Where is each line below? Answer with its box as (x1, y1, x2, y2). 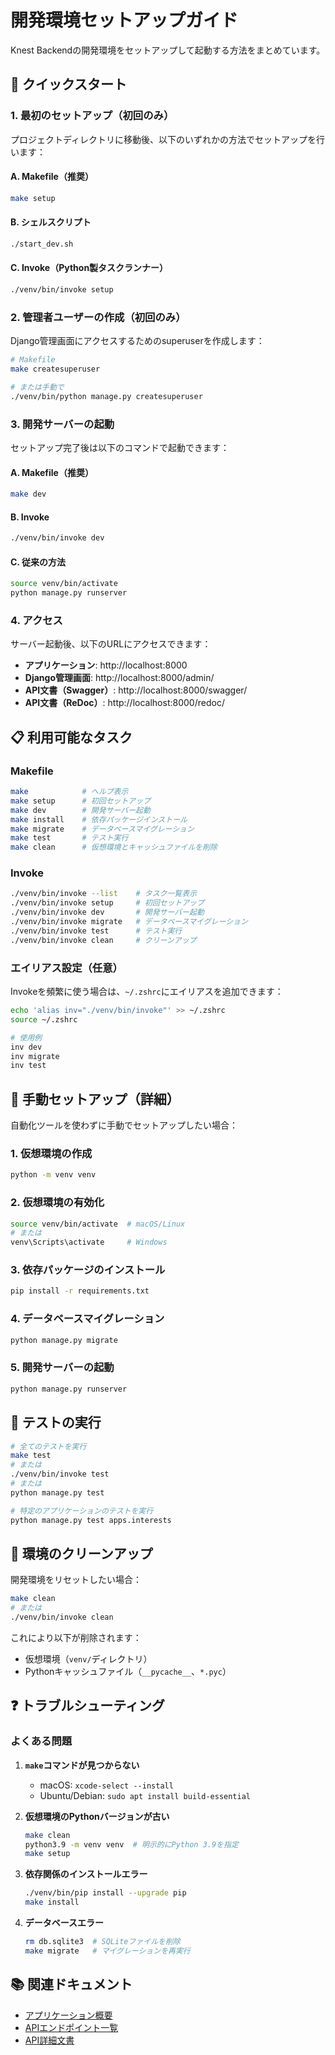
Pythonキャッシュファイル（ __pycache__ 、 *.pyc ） (24, 1665, 232, 1677)
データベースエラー (24, 1917, 105, 1928)
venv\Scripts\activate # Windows (10, 1237, 168, 1248)
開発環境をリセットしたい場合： (10, 1574, 142, 1586)
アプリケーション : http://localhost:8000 (24, 659, 188, 671)
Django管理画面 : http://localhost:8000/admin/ (24, 672, 215, 684)
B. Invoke (10, 511, 50, 523)
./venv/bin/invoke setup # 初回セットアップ (10, 898, 205, 908)
